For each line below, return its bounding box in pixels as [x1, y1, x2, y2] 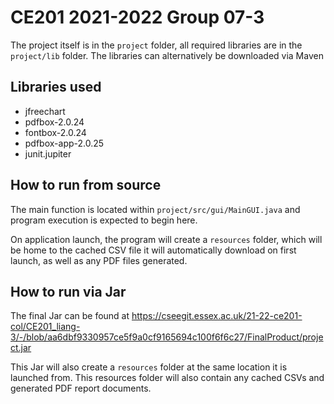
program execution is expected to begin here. [10, 214, 198, 226]
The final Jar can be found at [10, 310, 130, 322]
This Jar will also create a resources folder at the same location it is [10, 361, 288, 373]
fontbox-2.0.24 [24, 126, 87, 138]
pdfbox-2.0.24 [24, 116, 85, 128]
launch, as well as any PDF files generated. [10, 254, 188, 266]
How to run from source [10, 177, 162, 194]
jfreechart [24, 105, 66, 117]
